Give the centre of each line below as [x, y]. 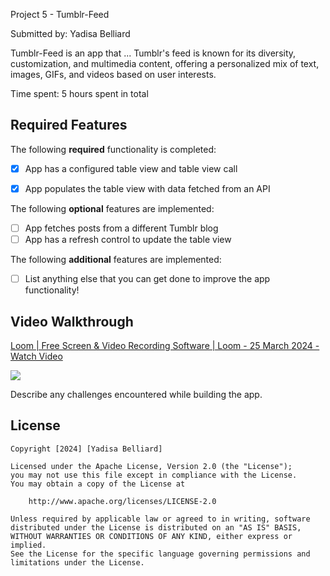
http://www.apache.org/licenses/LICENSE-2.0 [122, 501]
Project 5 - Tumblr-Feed [60, 14]
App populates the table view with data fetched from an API [147, 188]
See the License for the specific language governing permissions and [160, 554]
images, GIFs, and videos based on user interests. [113, 74]
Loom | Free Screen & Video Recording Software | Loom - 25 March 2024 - [165, 345]
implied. [28, 545]
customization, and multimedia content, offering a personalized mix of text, [165, 63]
